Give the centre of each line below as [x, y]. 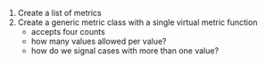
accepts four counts [68, 32]
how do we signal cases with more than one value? [125, 51]
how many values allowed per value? [99, 41]
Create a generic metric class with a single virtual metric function [137, 22]
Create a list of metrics [59, 13]
